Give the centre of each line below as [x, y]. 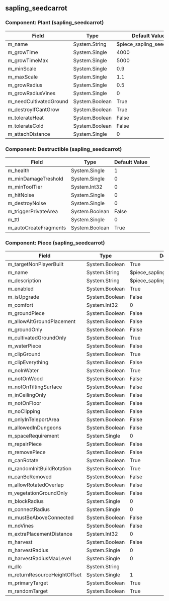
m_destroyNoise [27, 203]
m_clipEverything [28, 363]
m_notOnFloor [25, 403]
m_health [19, 170]
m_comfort [21, 305]
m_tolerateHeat [26, 118]
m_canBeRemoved [30, 477]
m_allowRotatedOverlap [36, 485]
